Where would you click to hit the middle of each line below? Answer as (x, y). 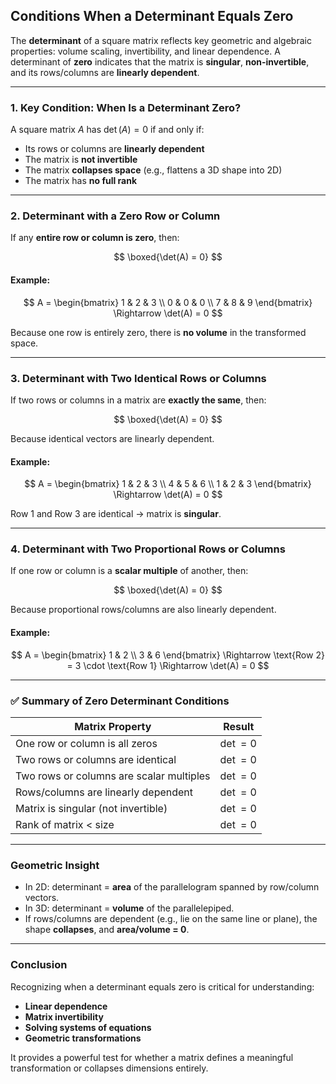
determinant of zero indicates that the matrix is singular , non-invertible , (160, 61)
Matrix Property (113, 726)
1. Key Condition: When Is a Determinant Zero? (126, 107)
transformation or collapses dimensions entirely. (109, 1068)
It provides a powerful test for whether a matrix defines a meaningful (152, 1057)
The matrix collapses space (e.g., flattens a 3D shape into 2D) (153, 170)
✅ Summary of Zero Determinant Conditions (120, 701)
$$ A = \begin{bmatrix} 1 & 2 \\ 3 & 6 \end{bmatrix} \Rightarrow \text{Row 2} (168, 655)
